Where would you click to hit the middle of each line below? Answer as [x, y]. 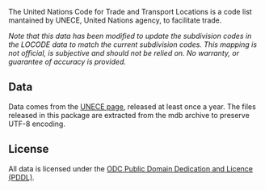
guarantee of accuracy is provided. [67, 61]
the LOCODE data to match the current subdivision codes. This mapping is [132, 44]
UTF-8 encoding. [37, 124]
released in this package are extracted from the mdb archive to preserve [129, 115]
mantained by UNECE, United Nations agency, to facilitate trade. [115, 20]
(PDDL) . [21, 177]
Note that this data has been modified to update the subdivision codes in [130, 36]
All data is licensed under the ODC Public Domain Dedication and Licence [130, 168]
